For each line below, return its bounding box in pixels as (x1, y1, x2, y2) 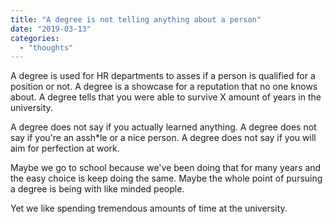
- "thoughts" (19, 42, 74, 53)
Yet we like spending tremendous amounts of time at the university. (10, 202, 288, 215)
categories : (10, 33, 60, 43)
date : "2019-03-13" (10, 24, 92, 34)
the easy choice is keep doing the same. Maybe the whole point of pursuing (10, 172, 323, 185)
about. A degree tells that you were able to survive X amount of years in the (10, 91, 322, 103)
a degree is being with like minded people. (10, 183, 185, 195)
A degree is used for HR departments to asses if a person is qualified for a (10, 70, 316, 82)
